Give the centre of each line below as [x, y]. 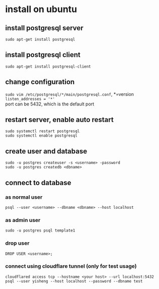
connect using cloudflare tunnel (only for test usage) [71, 266]
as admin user [23, 220]
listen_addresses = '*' [30, 99]
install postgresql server [45, 28]
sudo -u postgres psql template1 [40, 230]
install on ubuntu [41, 9]
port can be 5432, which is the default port [50, 104]
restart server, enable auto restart [60, 120]
